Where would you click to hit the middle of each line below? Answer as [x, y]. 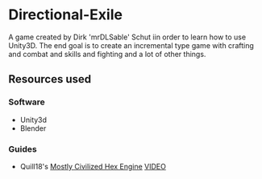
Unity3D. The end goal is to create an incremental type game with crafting [131, 45]
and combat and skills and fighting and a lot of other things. [107, 54]
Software [27, 102]
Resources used [50, 79]
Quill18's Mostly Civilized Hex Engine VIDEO [93, 166]
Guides [23, 148]
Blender [33, 128]
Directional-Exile [66, 15]
